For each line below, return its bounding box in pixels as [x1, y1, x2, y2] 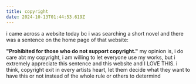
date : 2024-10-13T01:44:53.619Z [6, 14, 85, 20]
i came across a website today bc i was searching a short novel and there [6, 30, 184, 37]
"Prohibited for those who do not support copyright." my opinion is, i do [6, 47, 184, 54]
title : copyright [6, 8, 49, 15]
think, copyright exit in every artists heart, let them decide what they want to [6, 66, 191, 73]
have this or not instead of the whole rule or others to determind [6, 72, 161, 79]
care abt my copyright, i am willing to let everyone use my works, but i [6, 54, 175, 61]
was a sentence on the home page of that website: [6, 36, 129, 43]
